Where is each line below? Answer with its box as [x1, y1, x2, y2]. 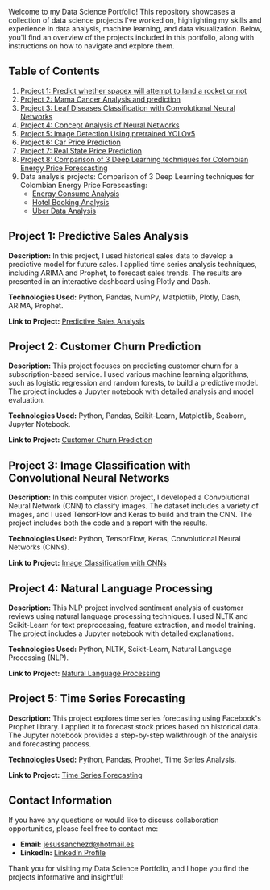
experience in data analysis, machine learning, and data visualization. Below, [8, 24, 263, 33]
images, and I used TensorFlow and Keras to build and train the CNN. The [8, 510, 252, 520]
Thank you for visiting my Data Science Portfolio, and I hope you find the [8, 863, 250, 873]
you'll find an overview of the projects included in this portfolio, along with [8, 32, 255, 42]
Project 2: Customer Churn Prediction [8, 340, 201, 353]
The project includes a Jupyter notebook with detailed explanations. [8, 629, 235, 638]
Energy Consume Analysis [31, 189, 120, 198]
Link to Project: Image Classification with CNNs [8, 558, 167, 568]
